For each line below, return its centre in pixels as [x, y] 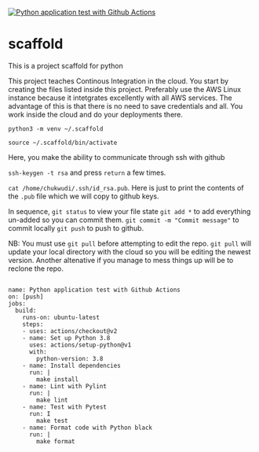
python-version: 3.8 [70, 358]
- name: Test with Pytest [65, 407]
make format [56, 441]
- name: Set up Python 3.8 [66, 338]
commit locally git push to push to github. [76, 228]
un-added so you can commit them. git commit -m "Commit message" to [124, 220]
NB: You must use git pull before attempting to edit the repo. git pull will [130, 243]
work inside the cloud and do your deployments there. [95, 114]
